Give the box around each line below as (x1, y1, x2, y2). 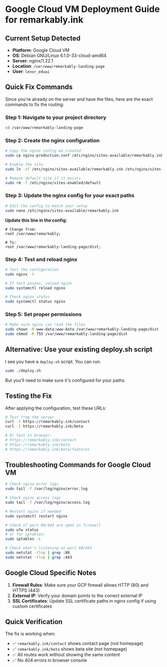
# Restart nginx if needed (5, 509, 61, 514)
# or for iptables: (5, 532, 46, 537)
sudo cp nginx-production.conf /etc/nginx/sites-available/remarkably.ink (5, 153, 164, 158)
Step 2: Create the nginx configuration (5, 137, 100, 144)
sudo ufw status (5, 527, 39, 532)
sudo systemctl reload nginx (5, 286, 66, 291)
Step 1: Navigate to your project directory (5, 114, 107, 121)
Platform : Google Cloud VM (12, 47, 70, 53)
